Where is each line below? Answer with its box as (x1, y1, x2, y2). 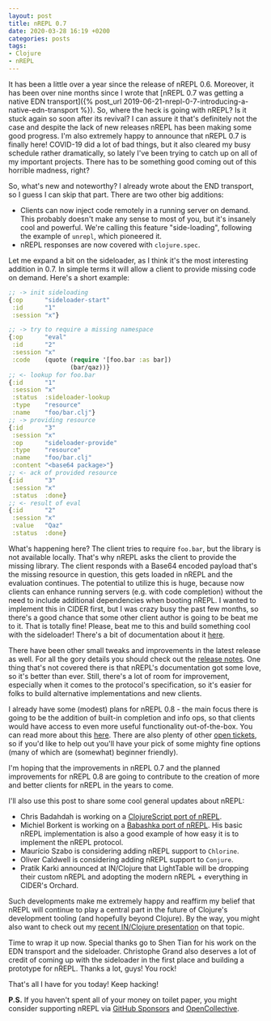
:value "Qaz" (11, 522, 63, 530)
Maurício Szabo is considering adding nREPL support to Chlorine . (19, 846, 240, 856)
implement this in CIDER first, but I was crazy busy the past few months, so (8, 604, 259, 613)
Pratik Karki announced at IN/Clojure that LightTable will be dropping (19, 863, 249, 873)
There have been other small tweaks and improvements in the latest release (8, 645, 261, 655)
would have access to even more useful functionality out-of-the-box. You (8, 721, 253, 731)
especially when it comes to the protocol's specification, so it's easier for (8, 680, 252, 690)
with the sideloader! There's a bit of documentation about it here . (8, 630, 225, 639)
